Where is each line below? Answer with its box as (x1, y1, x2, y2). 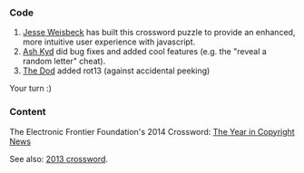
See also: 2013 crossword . (9, 153, 109, 164)
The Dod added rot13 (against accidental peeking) (22, 65, 211, 76)
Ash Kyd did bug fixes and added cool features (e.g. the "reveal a (22, 46, 268, 57)
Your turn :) (9, 83, 53, 94)
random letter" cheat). (22, 56, 106, 67)
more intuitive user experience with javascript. (22, 36, 196, 47)
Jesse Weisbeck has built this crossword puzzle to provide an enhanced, (22, 27, 296, 38)
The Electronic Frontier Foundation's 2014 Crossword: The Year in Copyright (9, 126, 295, 137)
